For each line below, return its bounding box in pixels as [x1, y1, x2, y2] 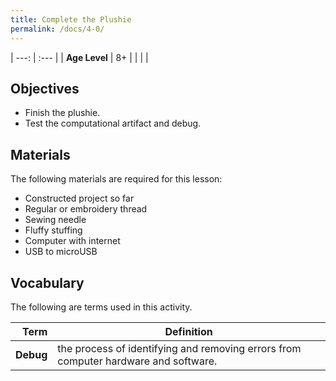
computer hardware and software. [57, 354, 218, 368]
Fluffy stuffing [24, 224, 83, 236]
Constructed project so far [24, 192, 135, 205]
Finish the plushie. [24, 107, 101, 119]
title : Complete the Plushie [10, 14, 132, 25]
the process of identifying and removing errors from [57, 341, 302, 355]
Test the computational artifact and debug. [24, 117, 202, 130]
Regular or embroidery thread [24, 203, 148, 215]
